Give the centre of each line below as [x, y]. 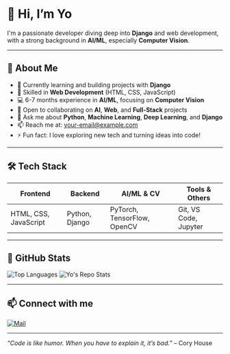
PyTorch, [124, 209]
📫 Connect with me [50, 304]
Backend [85, 193]
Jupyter [190, 226]
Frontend [35, 193]
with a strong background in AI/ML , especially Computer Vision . [99, 40]
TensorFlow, [130, 217]
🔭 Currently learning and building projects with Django [94, 84]
